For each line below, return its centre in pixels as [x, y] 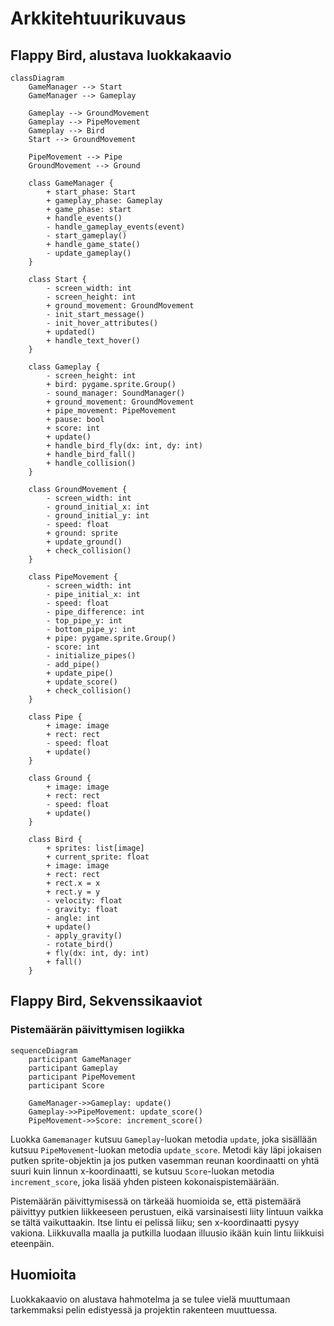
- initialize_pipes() [91, 656]
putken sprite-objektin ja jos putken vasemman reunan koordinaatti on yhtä [165, 1160]
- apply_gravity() [84, 936]
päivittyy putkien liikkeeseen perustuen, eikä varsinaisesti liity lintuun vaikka [167, 1211]
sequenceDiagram [44, 1050]
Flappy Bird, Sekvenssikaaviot [106, 1001]
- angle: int [73, 918]
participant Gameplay [73, 1068]
